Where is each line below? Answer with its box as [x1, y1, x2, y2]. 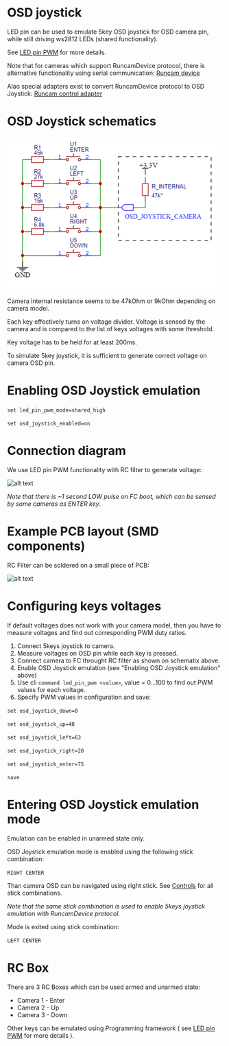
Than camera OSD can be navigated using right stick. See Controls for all [7, 881, 214, 889]
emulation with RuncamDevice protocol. [7, 909, 121, 917]
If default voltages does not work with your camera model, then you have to [7, 621, 221, 630]
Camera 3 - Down [16, 1010, 68, 1019]
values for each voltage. [16, 685, 86, 693]
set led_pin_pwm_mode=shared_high [7, 407, 106, 414]
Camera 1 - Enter [16, 996, 65, 1004]
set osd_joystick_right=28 [7, 747, 84, 754]
